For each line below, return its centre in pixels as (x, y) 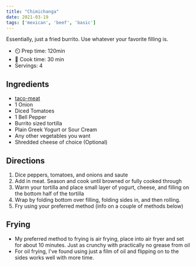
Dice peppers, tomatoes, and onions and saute (71, 175)
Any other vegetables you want (52, 136)
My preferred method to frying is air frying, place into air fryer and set (99, 238)
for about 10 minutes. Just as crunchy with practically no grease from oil (102, 245)
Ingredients (28, 84)
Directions (26, 160)
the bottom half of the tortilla (49, 194)
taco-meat (27, 98)
